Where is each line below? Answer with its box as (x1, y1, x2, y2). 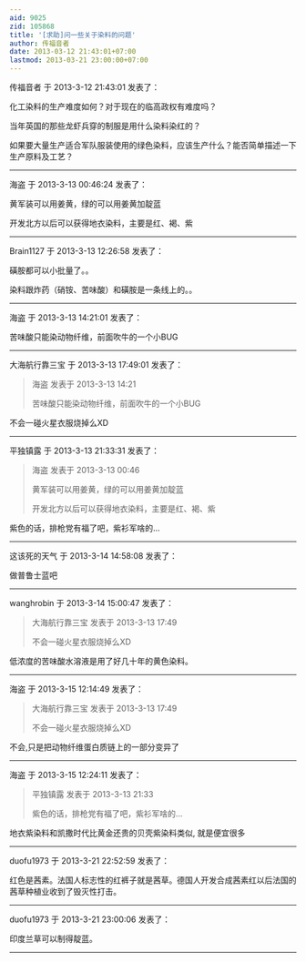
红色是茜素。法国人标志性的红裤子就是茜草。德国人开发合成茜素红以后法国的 (9, 875, 297, 886)
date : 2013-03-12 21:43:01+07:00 (9, 47, 137, 56)
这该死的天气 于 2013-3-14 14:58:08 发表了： (9, 551, 178, 561)
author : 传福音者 (9, 38, 70, 48)
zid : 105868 (9, 22, 55, 31)
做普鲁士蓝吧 (9, 570, 57, 581)
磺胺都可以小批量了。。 (9, 265, 94, 276)
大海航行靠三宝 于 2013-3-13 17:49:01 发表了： (9, 359, 184, 370)
